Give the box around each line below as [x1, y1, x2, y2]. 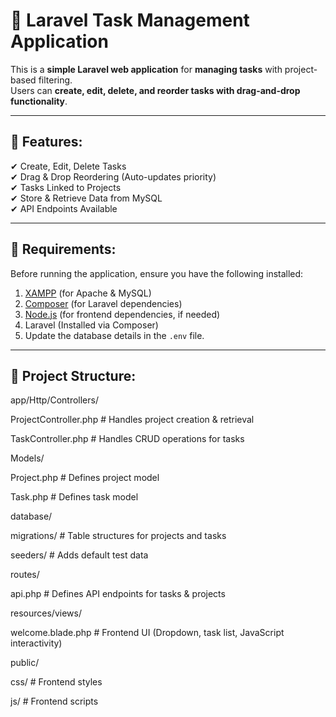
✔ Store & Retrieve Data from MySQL [10, 192, 163, 204]
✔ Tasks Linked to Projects [10, 181, 122, 193]
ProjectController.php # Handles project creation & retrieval [10, 414, 255, 426]
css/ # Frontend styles [10, 676, 103, 688]
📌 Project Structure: [10, 367, 137, 384]
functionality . [10, 95, 68, 107]
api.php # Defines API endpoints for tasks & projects [10, 588, 226, 600]
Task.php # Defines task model [10, 491, 139, 503]
